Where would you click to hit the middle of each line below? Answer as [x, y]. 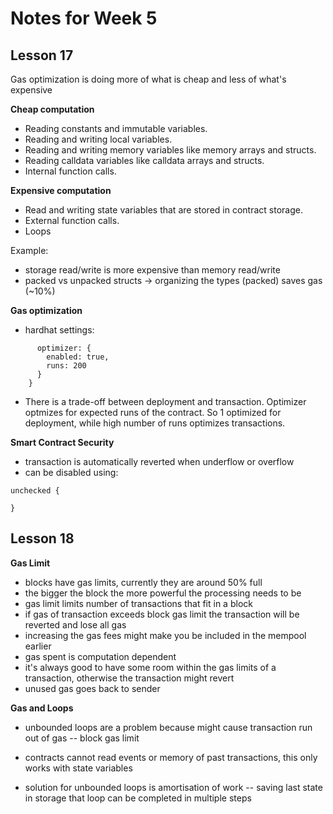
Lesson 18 [42, 538]
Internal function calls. [70, 171]
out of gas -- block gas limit [82, 738]
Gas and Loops [42, 708]
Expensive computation [61, 190]
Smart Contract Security [62, 442]
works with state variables [78, 768]
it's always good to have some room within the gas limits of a [150, 667]
